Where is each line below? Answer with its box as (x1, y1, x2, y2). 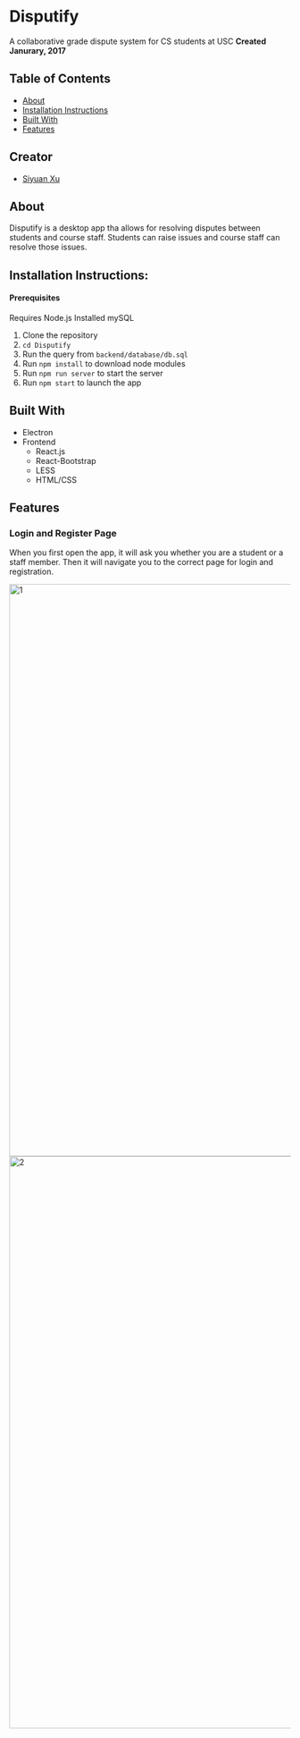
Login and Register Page (9, 527, 118, 540)
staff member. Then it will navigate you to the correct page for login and (9, 557, 274, 568)
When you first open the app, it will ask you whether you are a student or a (9, 547, 284, 558)
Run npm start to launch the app (21, 377, 142, 388)
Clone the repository (21, 329, 98, 341)
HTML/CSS (35, 474, 78, 485)
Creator (9, 149, 54, 165)
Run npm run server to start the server (21, 367, 163, 378)
